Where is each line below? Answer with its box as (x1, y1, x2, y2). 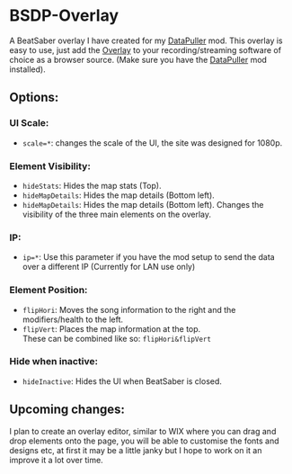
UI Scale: (9, 117, 49, 130)
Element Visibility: (9, 159, 92, 172)
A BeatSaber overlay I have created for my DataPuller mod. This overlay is (9, 35, 283, 46)
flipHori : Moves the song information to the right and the (22, 304, 236, 315)
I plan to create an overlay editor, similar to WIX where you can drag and (9, 425, 277, 436)
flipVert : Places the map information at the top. (22, 323, 201, 334)
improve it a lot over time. (9, 454, 103, 465)
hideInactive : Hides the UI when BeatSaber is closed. (22, 375, 223, 387)
